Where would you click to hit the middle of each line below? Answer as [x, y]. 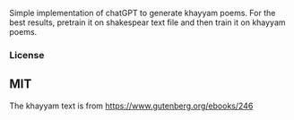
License [27, 55]
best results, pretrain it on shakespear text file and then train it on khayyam [147, 22]
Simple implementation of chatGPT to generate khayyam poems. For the [143, 13]
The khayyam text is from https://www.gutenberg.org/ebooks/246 [131, 106]
